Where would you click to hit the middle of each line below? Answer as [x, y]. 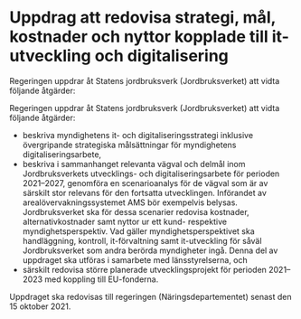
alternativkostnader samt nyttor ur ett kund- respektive [125, 221]
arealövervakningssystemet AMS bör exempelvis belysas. [130, 202]
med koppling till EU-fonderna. [102, 279]
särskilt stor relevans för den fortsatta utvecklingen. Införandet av [144, 192]
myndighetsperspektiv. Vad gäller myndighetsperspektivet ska [138, 231]
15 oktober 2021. [40, 306]
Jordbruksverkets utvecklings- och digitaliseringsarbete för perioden [151, 174]
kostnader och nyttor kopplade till [139, 37]
